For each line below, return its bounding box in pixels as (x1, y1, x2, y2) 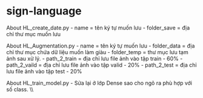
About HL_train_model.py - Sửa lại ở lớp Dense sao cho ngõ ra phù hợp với (6, 79, 193, 87)
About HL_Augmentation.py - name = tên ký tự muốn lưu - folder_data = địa (6, 42, 195, 49)
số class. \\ (6, 85, 34, 93)
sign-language (6, 4, 82, 18)
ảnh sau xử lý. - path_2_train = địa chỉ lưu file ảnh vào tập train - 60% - (6, 55, 183, 62)
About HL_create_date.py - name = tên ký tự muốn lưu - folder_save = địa (6, 24, 190, 31)
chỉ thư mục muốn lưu (6, 30, 61, 37)
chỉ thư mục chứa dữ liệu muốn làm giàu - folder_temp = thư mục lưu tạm (6, 48, 189, 55)
